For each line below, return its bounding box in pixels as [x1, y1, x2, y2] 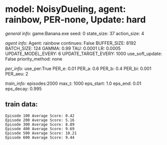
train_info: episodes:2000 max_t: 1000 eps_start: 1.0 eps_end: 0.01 [5, 80, 142, 86]
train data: [5, 100, 38, 109]
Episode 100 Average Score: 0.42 [5, 113, 75, 118]
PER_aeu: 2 [5, 71, 28, 76]
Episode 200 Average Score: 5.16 [5, 118, 75, 123]
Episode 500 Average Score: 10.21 [5, 131, 77, 136]
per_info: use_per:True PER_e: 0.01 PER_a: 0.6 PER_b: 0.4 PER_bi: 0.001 [5, 66, 152, 72]
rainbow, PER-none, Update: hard [5, 14, 146, 25]
